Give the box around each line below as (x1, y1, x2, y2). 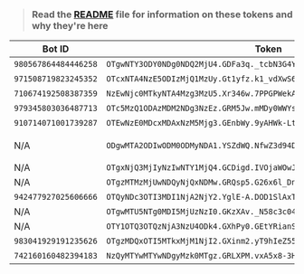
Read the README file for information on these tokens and (31, 8, 293, 21)
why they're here (31, 19, 109, 32)
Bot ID (42, 43, 70, 55)
